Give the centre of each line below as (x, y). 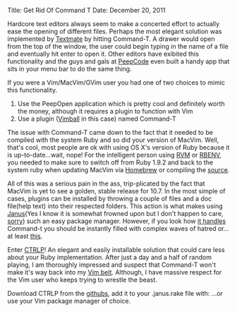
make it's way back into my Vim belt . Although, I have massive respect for (115, 272)
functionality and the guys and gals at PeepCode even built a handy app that (119, 61)
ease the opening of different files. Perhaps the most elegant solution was (115, 31)
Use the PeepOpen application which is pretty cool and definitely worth (121, 104)
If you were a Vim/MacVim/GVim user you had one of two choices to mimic (116, 83)
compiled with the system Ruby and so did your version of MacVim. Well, (113, 140)
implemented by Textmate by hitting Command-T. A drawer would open (111, 39)
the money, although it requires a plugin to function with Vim (105, 111)
